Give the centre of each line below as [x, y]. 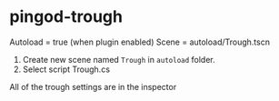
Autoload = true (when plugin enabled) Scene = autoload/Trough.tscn [140, 42]
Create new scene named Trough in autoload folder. [119, 59]
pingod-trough [66, 17]
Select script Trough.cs [66, 69]
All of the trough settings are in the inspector [93, 86]
